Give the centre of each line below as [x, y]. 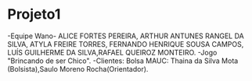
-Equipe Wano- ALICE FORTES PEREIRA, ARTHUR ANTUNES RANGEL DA [126, 36]
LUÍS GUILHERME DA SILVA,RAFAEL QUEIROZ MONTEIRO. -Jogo [112, 52]
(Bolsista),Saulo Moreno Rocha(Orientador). [78, 69]
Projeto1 [34, 14]
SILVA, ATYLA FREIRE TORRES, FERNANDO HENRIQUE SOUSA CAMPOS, [126, 44]
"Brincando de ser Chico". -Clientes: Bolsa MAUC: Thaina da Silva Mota [123, 61]
